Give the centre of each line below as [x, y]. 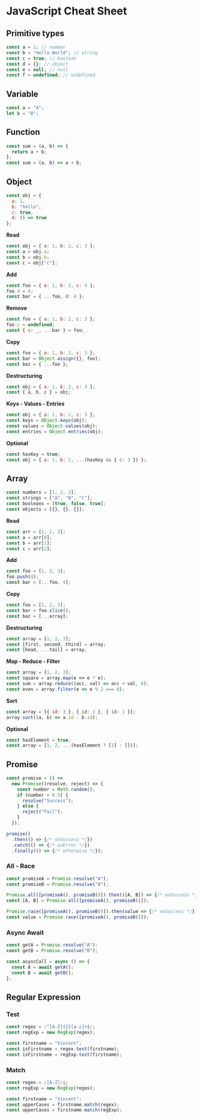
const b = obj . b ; [28, 257]
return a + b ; [29, 152]
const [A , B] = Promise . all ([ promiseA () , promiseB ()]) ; [78, 901]
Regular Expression [44, 997]
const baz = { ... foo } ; [37, 364]
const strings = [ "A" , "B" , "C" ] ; [50, 498]
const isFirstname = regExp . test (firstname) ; [64, 1055]
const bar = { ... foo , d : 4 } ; [45, 296]
